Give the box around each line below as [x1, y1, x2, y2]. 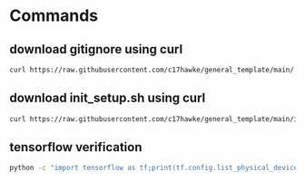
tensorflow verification [9, 139, 143, 155]
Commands [9, 5, 99, 26]
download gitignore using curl [9, 42, 183, 57]
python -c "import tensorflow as [9, 164, 136, 173]
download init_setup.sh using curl [9, 90, 206, 106]
